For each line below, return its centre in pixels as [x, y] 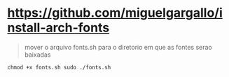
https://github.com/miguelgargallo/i [115, 13]
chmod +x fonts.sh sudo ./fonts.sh [59, 67]
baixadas [37, 55]
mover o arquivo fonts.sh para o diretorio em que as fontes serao [118, 47]
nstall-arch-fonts [58, 28]
